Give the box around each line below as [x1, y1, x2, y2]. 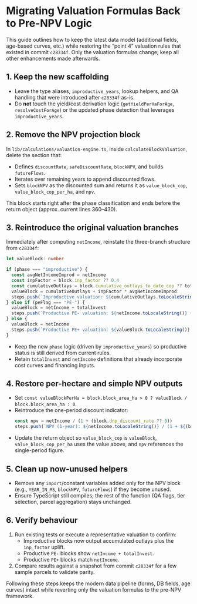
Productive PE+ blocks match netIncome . [23, 556, 120, 563]
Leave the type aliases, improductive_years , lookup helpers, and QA [14, 87, 179, 95]
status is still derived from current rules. [14, 349, 111, 356]
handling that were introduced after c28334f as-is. [14, 94, 135, 101]
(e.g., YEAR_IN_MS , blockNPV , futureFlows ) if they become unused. [14, 486, 171, 493]
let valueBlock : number [6, 256, 64, 262]
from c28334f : [6, 244, 39, 251]
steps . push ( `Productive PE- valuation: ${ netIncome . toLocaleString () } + [11, 310, 193, 316]
